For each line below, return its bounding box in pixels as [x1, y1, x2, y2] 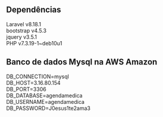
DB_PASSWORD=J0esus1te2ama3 [6, 104, 91, 112]
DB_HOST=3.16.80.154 [6, 79, 61, 86]
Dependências [6, 5, 61, 15]
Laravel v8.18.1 [6, 20, 42, 27]
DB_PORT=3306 [6, 85, 46, 93]
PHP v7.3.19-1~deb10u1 [6, 39, 62, 47]
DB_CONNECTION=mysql [6, 73, 70, 80]
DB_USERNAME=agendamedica [6, 98, 85, 105]
